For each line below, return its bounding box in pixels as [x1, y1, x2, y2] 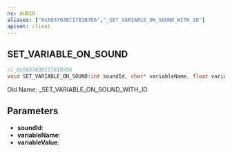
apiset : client [7, 23, 51, 30]
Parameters [7, 105, 59, 117]
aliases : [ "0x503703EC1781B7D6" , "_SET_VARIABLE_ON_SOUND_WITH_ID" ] [7, 17, 206, 23]
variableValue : [17, 138, 60, 146]
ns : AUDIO [7, 10, 36, 17]
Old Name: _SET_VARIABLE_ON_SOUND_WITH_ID [7, 85, 148, 94]
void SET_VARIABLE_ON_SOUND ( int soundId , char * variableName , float [7, 73, 209, 80]
